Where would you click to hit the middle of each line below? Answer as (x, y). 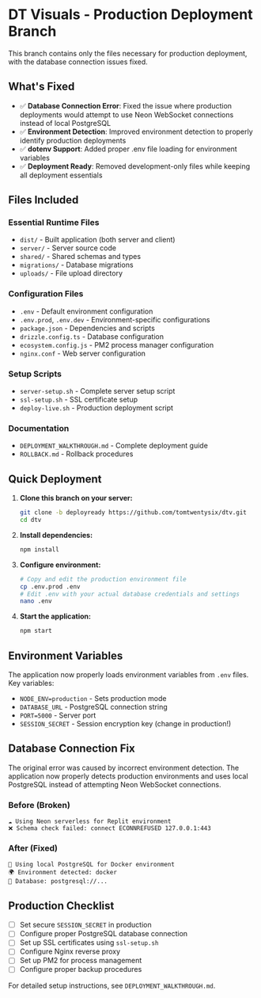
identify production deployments (73, 140)
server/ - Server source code (68, 248)
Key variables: (31, 683)
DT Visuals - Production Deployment (130, 15)
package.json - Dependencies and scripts (87, 328)
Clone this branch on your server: (76, 498)
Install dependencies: (56, 535)
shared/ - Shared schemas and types (80, 257)
